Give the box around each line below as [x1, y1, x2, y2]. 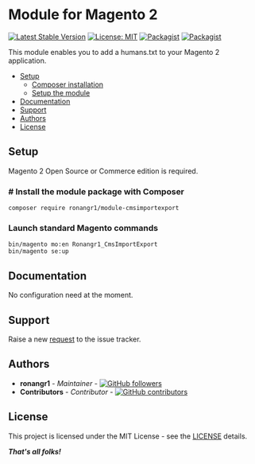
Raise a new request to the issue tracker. [8, 334, 141, 344]
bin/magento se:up [8, 248, 69, 255]
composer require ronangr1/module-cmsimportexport [8, 205, 180, 213]
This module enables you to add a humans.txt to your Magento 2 [8, 47, 220, 57]
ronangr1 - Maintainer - [19, 378, 98, 388]
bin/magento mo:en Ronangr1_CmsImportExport [8, 240, 158, 248]
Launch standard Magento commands [8, 222, 159, 233]
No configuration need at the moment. [8, 290, 133, 300]
